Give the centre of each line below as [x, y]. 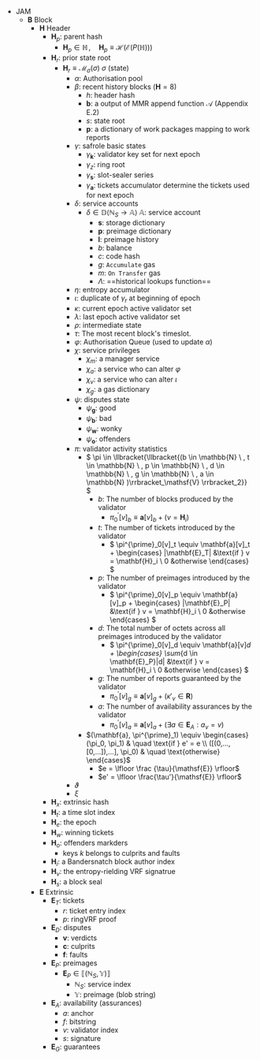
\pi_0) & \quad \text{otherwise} [170, 751]
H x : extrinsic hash [80, 803]
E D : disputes [71, 928]
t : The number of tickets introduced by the [167, 527]
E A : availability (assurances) [97, 1004]
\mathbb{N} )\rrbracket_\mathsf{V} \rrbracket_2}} [167, 482]
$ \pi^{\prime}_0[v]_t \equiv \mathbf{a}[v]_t [180, 544]
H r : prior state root [81, 58]
